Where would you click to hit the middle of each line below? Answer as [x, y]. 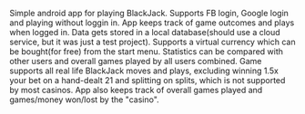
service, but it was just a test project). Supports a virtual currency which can [152, 42]
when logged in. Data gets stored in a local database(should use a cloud [145, 32]
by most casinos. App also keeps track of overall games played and [136, 90]
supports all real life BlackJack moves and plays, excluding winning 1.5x [144, 71]
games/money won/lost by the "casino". [84, 100]
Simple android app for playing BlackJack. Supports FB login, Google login [149, 13]
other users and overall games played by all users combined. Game [136, 61]
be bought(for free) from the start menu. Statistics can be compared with [147, 52]
